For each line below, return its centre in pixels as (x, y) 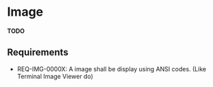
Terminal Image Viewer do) (55, 76)
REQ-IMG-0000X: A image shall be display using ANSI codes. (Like (112, 69)
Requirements (38, 52)
